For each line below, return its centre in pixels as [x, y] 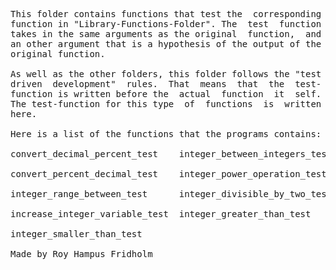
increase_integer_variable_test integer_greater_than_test [161, 214]
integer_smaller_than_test [76, 234]
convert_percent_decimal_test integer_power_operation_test [168, 174]
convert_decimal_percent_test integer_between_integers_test [171, 154]
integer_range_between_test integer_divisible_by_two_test [171, 194]
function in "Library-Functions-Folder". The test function [166, 24]
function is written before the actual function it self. [166, 94]
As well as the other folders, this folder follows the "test [166, 74]
